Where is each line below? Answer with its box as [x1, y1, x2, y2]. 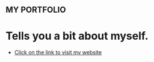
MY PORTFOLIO [5, 5, 66, 15]
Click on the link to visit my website [14, 49, 102, 56]
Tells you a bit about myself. [5, 29, 149, 43]
